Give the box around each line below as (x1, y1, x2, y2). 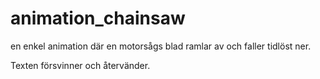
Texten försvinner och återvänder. (10, 59, 151, 71)
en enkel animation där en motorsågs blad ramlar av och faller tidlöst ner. (10, 40, 312, 52)
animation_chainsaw (10, 7, 186, 30)
